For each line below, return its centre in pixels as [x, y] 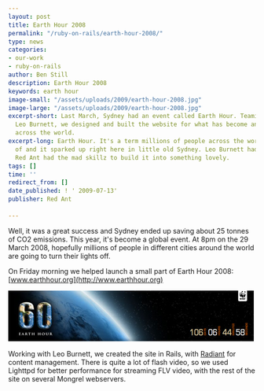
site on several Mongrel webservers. [67, 378]
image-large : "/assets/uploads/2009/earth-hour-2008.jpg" [105, 108]
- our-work [26, 58]
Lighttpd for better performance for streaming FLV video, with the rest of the [132, 371]
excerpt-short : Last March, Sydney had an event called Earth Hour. [123, 116]
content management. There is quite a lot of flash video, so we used [118, 362]
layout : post [29, 17]
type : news [26, 42]
